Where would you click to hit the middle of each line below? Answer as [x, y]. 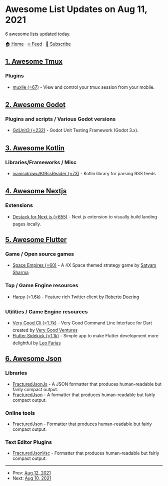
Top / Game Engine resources [42, 286]
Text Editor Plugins [29, 442]
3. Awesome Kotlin [35, 148]
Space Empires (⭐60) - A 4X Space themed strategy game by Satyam [84, 265]
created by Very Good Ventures [45, 330]
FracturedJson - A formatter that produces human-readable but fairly [84, 395]
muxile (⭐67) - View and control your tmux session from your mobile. [83, 87]
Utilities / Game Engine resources [46, 311]
